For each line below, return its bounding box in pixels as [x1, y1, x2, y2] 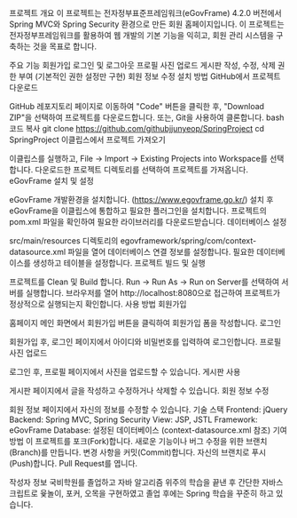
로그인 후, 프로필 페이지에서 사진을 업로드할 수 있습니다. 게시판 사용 [9, 367, 241, 377]
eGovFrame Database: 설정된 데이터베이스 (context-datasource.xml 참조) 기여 [9, 425, 288, 435]
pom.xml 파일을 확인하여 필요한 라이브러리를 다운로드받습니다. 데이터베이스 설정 [9, 217, 287, 227]
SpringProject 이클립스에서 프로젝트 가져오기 [9, 134, 166, 145]
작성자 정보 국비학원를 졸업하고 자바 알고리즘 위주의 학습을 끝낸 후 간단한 [9, 477, 260, 487]
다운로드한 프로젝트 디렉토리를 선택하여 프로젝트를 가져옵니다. [35, 164, 248, 175]
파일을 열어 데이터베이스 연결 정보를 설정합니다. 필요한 [67, 247, 255, 257]
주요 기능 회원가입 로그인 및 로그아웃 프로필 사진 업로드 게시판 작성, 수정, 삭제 [9, 60, 277, 70]
